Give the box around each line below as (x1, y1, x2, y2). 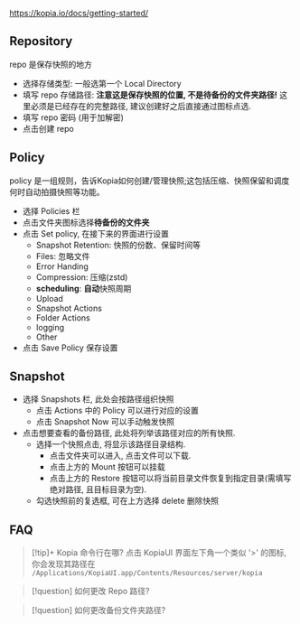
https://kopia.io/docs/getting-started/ (9, 8, 149, 18)
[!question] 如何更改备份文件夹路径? (31, 605, 166, 616)
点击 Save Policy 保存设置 (22, 342, 118, 353)
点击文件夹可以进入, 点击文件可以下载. (49, 451, 192, 461)
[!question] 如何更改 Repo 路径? (31, 586, 150, 597)
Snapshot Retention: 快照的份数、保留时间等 (35, 239, 202, 250)
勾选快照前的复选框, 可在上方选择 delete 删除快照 (35, 496, 220, 507)
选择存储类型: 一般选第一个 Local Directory (22, 78, 183, 88)
